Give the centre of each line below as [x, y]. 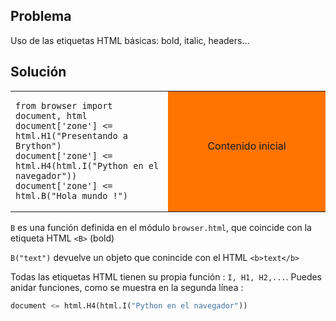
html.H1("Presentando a [72, 135]
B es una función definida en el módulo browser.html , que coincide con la [161, 227]
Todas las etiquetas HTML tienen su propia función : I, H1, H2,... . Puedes [166, 276]
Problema [41, 16]
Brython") [38, 145]
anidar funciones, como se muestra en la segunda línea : [127, 287]
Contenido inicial [247, 146]
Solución [38, 72]
